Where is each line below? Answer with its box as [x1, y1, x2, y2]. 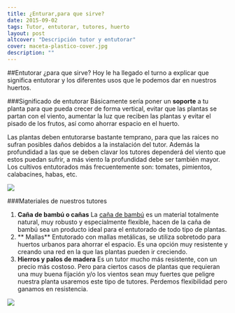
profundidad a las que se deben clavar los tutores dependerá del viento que [7, 148, 226, 156]
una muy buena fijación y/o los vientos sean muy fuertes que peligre [17, 270, 215, 278]
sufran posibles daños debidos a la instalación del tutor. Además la [7, 140, 200, 148]
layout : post [7, 29, 45, 37]
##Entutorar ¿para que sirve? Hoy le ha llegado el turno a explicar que [7, 68, 209, 77]
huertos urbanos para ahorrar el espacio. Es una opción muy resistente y [17, 239, 228, 249]
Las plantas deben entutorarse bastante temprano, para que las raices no [7, 132, 219, 141]
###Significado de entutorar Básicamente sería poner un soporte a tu [7, 97, 208, 105]
